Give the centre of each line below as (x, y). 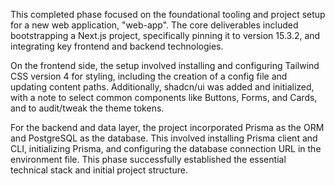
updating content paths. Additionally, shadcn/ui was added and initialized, (162, 87)
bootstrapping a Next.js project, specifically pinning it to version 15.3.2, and (165, 35)
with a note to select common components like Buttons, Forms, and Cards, (164, 97)
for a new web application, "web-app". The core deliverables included (154, 25)
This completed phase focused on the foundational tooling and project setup (168, 14)
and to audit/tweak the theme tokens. (87, 108)
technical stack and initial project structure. (99, 170)
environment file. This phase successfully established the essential (148, 159)
